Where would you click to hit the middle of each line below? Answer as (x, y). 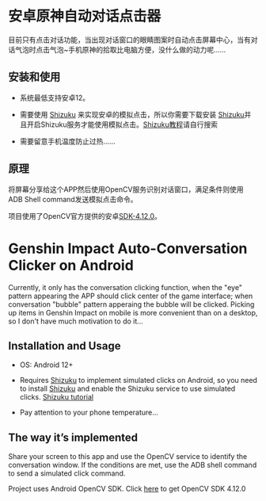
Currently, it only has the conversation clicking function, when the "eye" (125, 287)
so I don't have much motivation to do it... (76, 321)
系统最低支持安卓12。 (55, 98)
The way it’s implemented (73, 437)
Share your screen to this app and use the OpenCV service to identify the (128, 457)
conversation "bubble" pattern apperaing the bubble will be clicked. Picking (131, 304)
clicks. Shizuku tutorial (56, 397)
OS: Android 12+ (46, 365)
